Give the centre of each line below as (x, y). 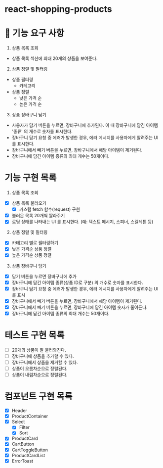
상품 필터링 (22, 80)
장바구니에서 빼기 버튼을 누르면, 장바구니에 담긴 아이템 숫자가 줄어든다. (80, 307)
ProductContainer (30, 416)
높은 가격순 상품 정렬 (32, 255)
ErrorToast (22, 461)
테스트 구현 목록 (35, 335)
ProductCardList (28, 455)
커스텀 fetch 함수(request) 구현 (49, 209)
